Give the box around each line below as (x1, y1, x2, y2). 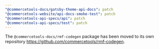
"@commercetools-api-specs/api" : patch (5, 16, 86, 21)
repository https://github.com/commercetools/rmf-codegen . (5, 39, 125, 45)
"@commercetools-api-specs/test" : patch (5, 20, 88, 25)
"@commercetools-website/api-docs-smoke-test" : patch (5, 12, 116, 16)
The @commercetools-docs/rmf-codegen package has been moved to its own (5, 34, 155, 39)
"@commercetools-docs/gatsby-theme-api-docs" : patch (5, 7, 114, 12)
